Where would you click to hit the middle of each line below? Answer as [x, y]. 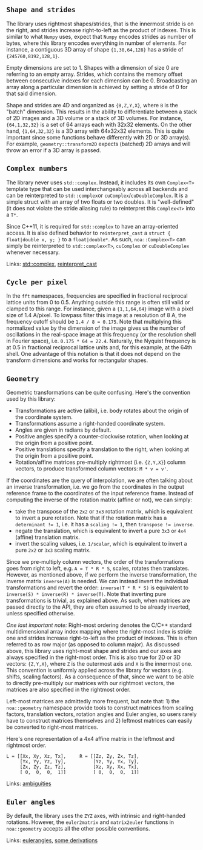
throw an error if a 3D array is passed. [54, 150]
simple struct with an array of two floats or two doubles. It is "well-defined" [100, 202]
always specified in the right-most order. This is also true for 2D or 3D [93, 657]
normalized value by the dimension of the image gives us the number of [96, 328]
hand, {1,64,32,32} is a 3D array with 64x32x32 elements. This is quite [95, 131]
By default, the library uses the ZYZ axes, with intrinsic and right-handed [96, 816]
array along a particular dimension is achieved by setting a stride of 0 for [97, 87]
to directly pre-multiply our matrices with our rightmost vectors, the [90, 683]
